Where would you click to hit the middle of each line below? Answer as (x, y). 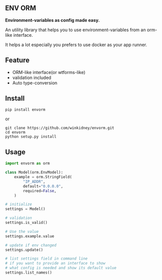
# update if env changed (31, 245)
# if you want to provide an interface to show (55, 263)
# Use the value (22, 231)
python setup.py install (31, 137)
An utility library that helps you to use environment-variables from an (76, 30)
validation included (32, 77)
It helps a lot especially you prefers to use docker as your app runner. (76, 45)
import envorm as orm (28, 163)
